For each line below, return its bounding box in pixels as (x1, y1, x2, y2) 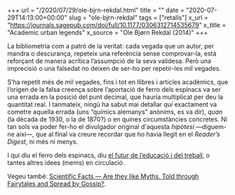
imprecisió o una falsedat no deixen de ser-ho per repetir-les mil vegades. (7, 65, 221, 72)
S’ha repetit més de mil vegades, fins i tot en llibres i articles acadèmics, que (7, 78, 229, 86)
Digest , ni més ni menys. (7, 137, 79, 146)
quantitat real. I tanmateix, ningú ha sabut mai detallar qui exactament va (7, 100, 217, 108)
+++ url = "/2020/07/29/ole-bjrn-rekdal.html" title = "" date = (7, 6, 184, 14)
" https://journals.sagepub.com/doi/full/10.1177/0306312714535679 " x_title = (7, 21, 227, 29)
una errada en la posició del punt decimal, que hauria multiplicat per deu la (7, 93, 223, 101)
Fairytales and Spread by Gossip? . (7, 180, 107, 188)
